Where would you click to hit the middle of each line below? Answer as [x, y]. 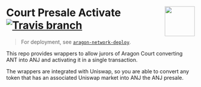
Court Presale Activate [64, 13]
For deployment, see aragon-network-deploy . [76, 42]
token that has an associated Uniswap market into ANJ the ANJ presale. [95, 77]
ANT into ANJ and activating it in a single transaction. [72, 60]
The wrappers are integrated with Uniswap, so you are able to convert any [98, 71]
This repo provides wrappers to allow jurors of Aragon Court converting [95, 53]
